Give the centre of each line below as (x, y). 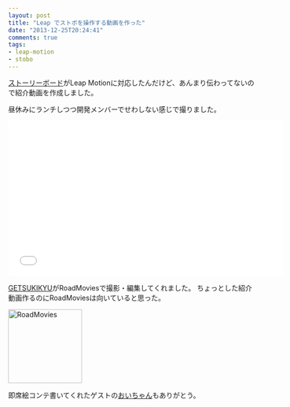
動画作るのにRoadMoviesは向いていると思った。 (86, 298)
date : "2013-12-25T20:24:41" (56, 30)
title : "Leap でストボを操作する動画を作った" (77, 23)
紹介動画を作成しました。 (56, 92)
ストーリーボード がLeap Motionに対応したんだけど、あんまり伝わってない (128, 83)
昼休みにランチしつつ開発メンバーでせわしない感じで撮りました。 (115, 109)
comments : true (33, 37)
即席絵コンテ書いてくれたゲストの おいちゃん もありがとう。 (104, 395)
